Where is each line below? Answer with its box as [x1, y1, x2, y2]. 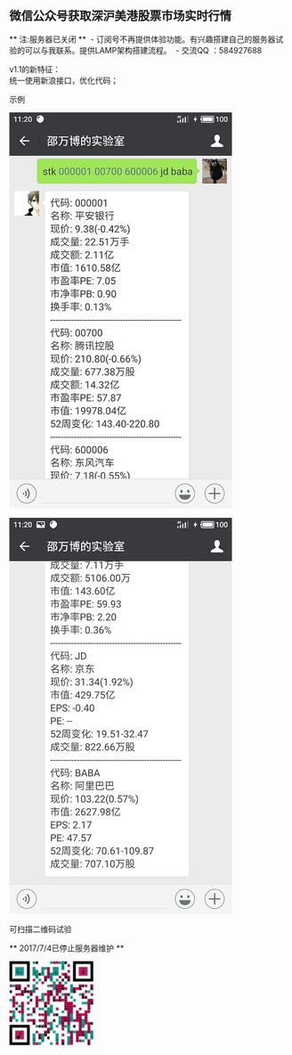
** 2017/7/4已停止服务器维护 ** [9, 943, 125, 953]
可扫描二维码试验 [9, 923, 72, 934]
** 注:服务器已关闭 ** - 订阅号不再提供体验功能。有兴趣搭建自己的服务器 [9, 34, 276, 45]
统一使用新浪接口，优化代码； [9, 75, 118, 86]
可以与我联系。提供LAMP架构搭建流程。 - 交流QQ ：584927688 [24, 45, 263, 55]
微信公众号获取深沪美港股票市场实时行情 [9, 8, 231, 24]
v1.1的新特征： [9, 63, 61, 74]
